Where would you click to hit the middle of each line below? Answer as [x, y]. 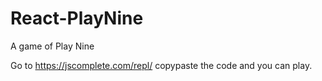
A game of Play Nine [52, 46]
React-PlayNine [77, 18]
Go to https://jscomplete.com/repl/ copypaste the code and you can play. [161, 65]
